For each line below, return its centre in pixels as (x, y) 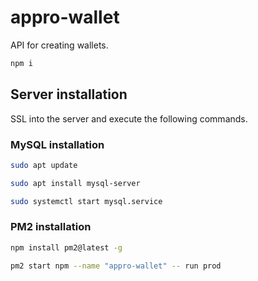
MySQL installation (57, 144)
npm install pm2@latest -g (66, 247)
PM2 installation (51, 227)
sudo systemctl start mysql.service (86, 201)
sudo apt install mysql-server (75, 183)
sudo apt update (44, 165)
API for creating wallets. (59, 45)
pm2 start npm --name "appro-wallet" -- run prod (116, 266)
